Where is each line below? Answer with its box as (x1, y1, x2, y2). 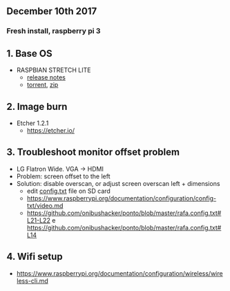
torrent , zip (26, 81, 59, 89)
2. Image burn (6, 100, 68, 113)
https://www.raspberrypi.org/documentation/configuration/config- (26, 194, 217, 203)
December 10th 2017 (6, 6, 97, 17)
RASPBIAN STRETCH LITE (16, 66, 91, 75)
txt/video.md (26, 201, 64, 209)
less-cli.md (16, 276, 49, 285)
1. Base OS (6, 48, 52, 59)
